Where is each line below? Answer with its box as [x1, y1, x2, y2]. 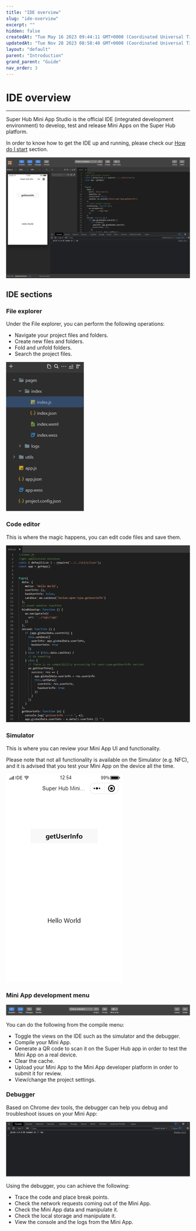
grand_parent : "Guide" [6, 59, 61, 64]
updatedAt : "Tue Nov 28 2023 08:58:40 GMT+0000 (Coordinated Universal [6, 40, 184, 46]
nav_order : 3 [6, 65, 38, 71]
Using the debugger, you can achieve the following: [6, 1182, 130, 1189]
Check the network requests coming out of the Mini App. [14, 1199, 152, 1206]
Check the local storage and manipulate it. [14, 1212, 117, 1219]
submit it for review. [14, 1069, 62, 1077]
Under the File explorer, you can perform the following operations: [6, 320, 165, 327]
